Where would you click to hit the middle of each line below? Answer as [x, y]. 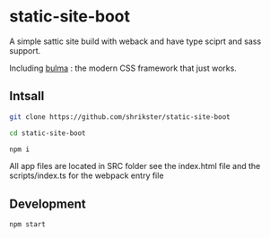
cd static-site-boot [48, 133]
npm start [28, 225]
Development [48, 204]
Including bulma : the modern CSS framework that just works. [123, 68]
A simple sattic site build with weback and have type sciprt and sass [135, 41]
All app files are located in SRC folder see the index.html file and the [135, 166]
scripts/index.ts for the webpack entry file [87, 175]
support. [25, 50]
